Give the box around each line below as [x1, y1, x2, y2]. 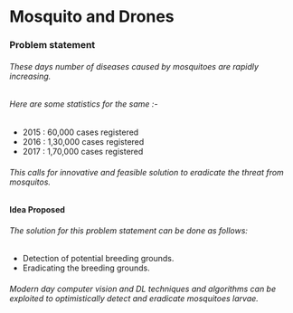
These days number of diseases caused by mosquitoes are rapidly [9, 61, 260, 71]
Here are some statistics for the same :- [9, 99, 158, 109]
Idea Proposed [9, 204, 66, 215]
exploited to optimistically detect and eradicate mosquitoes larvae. [9, 292, 260, 304]
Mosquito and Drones [9, 6, 175, 27]
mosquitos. [9, 176, 52, 187]
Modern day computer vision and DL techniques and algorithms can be [9, 283, 277, 294]
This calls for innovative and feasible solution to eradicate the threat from [9, 166, 285, 177]
